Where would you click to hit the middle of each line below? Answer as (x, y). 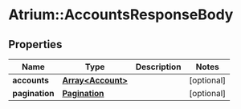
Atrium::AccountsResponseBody (121, 15)
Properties (35, 44)
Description (158, 67)
